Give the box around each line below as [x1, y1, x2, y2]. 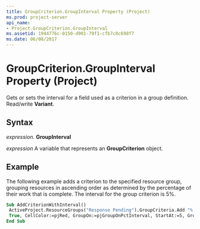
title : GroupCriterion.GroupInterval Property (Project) [6, 8, 151, 15]
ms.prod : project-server [6, 14, 68, 20]
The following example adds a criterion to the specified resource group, [6, 177, 182, 185]
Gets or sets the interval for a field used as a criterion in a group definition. [6, 94, 189, 101]
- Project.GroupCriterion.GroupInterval [6, 25, 108, 31]
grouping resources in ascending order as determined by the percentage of [6, 184, 192, 191]
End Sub [6, 218, 26, 224]
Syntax [6, 117, 33, 128]
